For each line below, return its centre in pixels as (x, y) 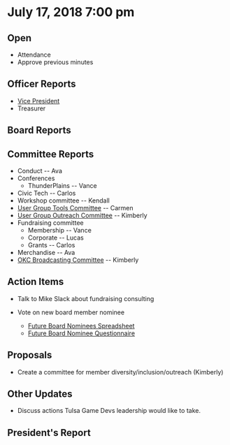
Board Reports (39, 130)
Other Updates (40, 394)
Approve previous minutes (55, 62)
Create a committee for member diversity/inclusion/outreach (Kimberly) (120, 372)
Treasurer (31, 108)
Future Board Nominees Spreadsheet (81, 326)
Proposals (30, 355)
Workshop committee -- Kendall (63, 200)
